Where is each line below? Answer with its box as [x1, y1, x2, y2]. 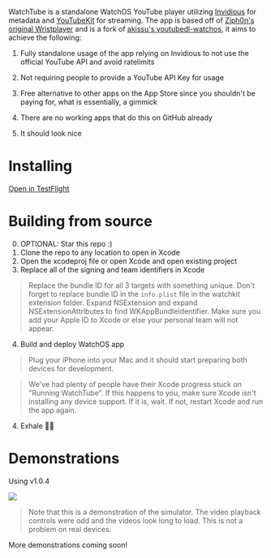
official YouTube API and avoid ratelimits [19, 57, 155, 67]
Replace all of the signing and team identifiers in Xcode [19, 264, 205, 274]
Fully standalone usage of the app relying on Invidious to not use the [19, 49, 250, 58]
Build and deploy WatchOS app [19, 339, 125, 349]
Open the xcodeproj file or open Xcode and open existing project [19, 255, 238, 266]
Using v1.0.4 [8, 476, 50, 486]
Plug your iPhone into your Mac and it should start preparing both [28, 354, 247, 364]
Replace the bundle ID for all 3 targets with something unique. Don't [28, 280, 256, 290]
